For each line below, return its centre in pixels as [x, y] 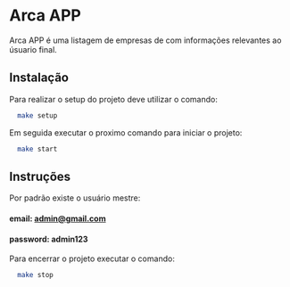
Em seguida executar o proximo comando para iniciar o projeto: [126, 132]
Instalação [39, 78]
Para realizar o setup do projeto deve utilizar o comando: [114, 99]
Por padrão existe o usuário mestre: [75, 198]
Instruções [40, 176]
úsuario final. [33, 49]
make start [37, 149]
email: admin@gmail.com [58, 218]
